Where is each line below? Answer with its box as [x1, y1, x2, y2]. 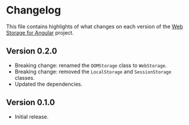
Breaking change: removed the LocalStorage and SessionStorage [14, 68, 172, 75]
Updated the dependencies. [14, 80, 83, 87]
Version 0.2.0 [6, 46, 58, 56]
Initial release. [14, 113, 49, 120]
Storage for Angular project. [6, 29, 74, 36]
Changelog [6, 4, 61, 17]
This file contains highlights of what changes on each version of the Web [6, 23, 184, 30]
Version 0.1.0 [6, 97, 55, 107]
